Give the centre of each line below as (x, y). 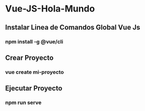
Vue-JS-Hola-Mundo (50, 9)
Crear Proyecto (29, 58)
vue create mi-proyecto (35, 72)
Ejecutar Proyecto (34, 88)
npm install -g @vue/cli (34, 42)
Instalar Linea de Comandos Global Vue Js (73, 27)
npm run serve (23, 102)
